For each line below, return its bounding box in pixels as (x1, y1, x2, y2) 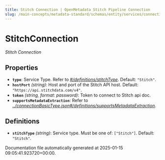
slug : (5, 12, 16, 17)
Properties (5, 64, 38, 72)
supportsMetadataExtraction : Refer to (12, 97, 88, 103)
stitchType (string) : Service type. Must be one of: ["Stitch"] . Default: (12, 130, 155, 136)
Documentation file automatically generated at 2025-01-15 (5, 145, 123, 151)
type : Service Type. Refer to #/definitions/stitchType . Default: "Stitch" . (12, 77, 156, 83)
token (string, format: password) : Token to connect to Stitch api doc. (12, 92, 151, 98)
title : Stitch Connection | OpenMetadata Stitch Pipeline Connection (5, 7, 151, 12)
